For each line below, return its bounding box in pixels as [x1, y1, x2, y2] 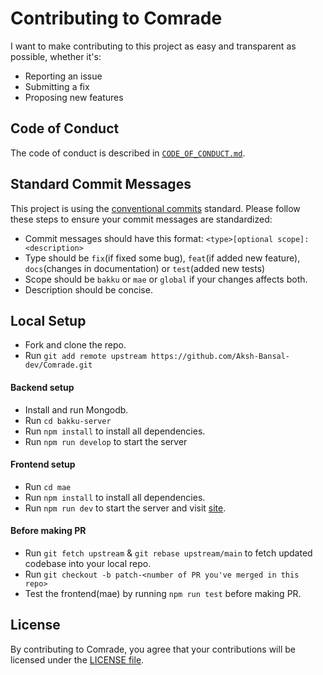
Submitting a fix [24, 80, 90, 92]
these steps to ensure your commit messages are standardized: [10, 213, 273, 225]
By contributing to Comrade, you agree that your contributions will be [10, 643, 296, 655]
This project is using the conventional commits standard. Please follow [10, 202, 301, 214]
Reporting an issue [24, 70, 103, 82]
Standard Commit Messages [10, 176, 192, 193]
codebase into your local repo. [24, 557, 152, 569]
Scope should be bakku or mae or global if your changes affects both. [24, 273, 308, 285]
